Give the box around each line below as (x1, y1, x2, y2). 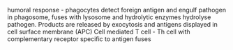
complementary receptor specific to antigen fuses (7, 35, 151, 43)
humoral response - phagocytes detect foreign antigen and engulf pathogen (7, 6, 227, 14)
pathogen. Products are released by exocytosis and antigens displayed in (7, 21, 218, 28)
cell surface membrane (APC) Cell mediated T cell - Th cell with (7, 27, 190, 36)
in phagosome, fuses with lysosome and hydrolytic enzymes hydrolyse (7, 13, 211, 21)
